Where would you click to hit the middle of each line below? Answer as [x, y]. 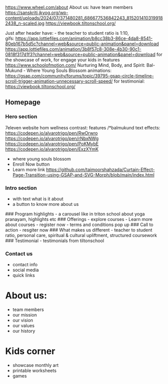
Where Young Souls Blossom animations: [69, 70]
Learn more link [29, 169]
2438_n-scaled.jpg [25, 23]
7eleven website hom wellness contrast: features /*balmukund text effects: [83, 127]
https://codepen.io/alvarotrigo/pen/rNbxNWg [52, 138]
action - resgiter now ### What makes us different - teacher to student [79, 230]
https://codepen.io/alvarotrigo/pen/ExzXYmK [52, 149]
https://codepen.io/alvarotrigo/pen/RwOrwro [52, 133]
